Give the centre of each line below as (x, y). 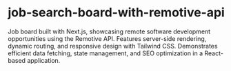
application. (44, 60)
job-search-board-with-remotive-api (116, 13)
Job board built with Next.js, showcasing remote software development (109, 31)
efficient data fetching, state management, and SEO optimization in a (106, 53)
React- (213, 53)
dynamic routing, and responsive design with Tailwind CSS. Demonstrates (113, 46)
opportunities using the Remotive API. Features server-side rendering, (107, 38)
